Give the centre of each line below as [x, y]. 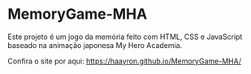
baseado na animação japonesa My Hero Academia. [95, 45]
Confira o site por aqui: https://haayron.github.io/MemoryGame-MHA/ [124, 61]
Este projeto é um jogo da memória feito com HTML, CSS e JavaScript [125, 37]
